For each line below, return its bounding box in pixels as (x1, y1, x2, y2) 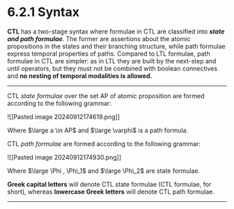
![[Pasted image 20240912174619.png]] (7, 112, 120, 121)
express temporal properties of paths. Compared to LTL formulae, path (7, 49, 210, 58)
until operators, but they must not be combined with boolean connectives (7, 64, 218, 72)
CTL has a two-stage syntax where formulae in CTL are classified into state (7, 27, 225, 36)
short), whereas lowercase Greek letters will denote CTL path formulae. (7, 187, 214, 196)
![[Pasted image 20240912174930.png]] (7, 153, 122, 161)
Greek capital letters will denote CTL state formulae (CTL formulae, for (7, 180, 212, 188)
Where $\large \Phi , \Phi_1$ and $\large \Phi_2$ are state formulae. (7, 167, 201, 175)
